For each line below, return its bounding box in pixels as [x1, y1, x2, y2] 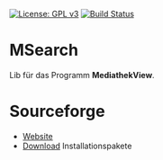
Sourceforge [9, 102, 105, 121]
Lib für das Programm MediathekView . [9, 69, 155, 80]
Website [22, 130, 54, 141]
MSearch [9, 40, 79, 60]
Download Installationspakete [22, 140, 132, 151]
